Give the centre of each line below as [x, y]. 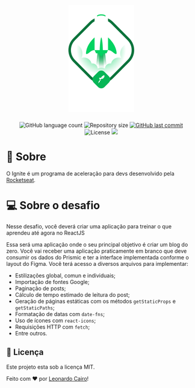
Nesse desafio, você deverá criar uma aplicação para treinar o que [89, 226]
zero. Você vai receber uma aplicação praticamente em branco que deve [97, 251]
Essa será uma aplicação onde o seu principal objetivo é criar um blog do [97, 244]
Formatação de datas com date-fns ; [60, 314]
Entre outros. [31, 333]
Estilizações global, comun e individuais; [65, 275]
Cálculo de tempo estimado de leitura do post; [72, 294]
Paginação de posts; [40, 288]
